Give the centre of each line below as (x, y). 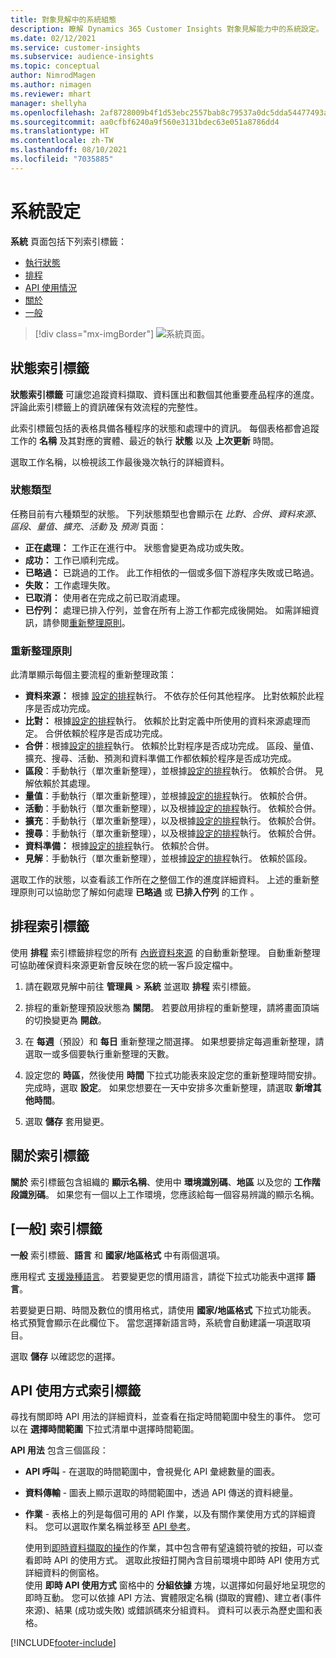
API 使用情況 (51, 287)
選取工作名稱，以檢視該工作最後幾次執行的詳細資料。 (120, 462)
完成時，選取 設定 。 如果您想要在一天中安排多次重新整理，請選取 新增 (168, 1087)
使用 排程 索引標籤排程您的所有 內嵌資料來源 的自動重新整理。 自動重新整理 (165, 952)
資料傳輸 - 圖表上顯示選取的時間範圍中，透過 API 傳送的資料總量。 (161, 1493)
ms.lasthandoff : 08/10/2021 (69, 150)
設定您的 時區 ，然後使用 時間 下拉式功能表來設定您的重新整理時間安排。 (173, 1075)
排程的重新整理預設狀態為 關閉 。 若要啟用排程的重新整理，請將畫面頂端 (172, 1007)
